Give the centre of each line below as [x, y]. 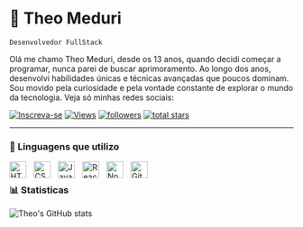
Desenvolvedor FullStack [56, 42]
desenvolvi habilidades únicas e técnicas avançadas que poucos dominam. [149, 78]
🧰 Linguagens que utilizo [64, 146]
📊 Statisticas [39, 190]
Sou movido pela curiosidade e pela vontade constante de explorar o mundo [151, 87]
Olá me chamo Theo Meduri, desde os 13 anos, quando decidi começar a [145, 59]
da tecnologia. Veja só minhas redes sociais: [92, 97]
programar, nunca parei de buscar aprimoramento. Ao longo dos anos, [140, 68]
